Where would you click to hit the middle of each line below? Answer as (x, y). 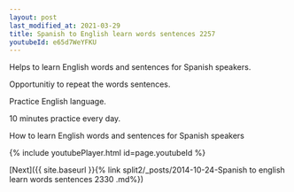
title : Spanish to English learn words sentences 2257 (112, 34)
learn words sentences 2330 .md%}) (77, 180)
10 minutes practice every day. (65, 119)
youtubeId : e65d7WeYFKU (53, 42)
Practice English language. (58, 102)
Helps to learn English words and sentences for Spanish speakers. (130, 67)
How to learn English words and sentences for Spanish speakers (127, 136)
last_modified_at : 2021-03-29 (65, 26)
